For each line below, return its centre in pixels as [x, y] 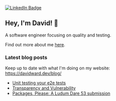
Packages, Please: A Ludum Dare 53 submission [61, 94]
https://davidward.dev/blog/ [33, 73]
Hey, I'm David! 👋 [32, 23]
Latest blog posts [26, 57]
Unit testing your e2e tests [39, 83]
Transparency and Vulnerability [44, 88]
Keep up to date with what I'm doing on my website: [58, 68]
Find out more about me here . [35, 44]
